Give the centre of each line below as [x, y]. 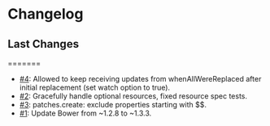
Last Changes [43, 44]
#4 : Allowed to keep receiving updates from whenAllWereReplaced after [140, 79]
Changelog [46, 14]
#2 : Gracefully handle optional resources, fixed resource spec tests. [133, 96]
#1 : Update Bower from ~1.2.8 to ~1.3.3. [85, 113]
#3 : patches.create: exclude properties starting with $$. [113, 105]
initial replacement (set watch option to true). [95, 87]
